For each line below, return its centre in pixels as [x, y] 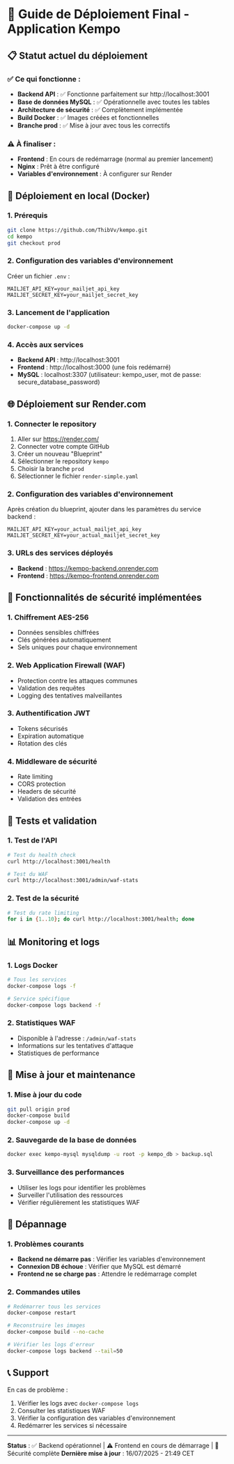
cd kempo [20, 236]
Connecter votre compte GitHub [63, 446]
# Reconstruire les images [46, 1326]
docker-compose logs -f [42, 986]
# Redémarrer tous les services [54, 1307]
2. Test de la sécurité [43, 898]
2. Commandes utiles [44, 1292]
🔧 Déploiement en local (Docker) [79, 195]
